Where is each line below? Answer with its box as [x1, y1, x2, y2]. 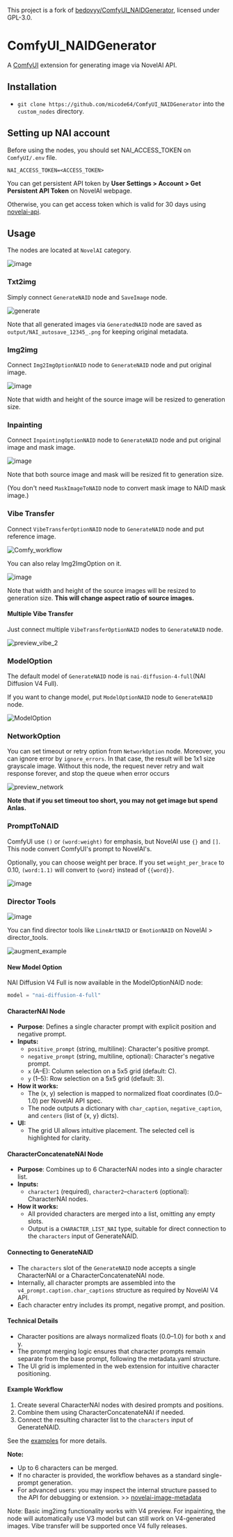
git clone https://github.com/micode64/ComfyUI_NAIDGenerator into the [17, 99, 225, 108]
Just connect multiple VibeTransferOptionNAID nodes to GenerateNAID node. [7, 625, 224, 633]
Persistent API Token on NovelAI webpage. [7, 186, 132, 195]
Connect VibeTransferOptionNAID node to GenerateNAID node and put [7, 524, 204, 533]
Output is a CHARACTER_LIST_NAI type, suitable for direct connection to [27, 1225, 227, 1233]
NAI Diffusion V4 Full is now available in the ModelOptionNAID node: [7, 978, 203, 987]
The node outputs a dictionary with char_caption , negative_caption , [27, 1104, 223, 1112]
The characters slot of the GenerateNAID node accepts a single [17, 1263, 196, 1272]
